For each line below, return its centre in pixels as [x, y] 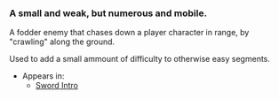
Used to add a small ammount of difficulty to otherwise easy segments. [140, 59]
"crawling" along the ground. [62, 42]
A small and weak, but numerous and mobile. [108, 13]
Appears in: [43, 76]
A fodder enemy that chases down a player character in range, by [129, 33]
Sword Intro [56, 86]
